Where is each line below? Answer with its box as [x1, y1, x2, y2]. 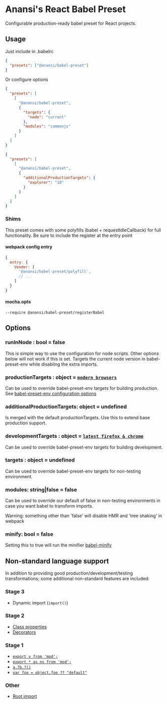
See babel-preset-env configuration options [5, 390, 97, 396]
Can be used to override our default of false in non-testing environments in [5, 497, 161, 504]
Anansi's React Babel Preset [5, 4, 126, 15]
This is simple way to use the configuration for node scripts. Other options [5, 350, 159, 357]
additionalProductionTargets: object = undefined [5, 403, 127, 410]
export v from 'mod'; [12, 654, 58, 660]
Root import [12, 693, 37, 699]
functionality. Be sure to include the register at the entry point [5, 232, 133, 238]
